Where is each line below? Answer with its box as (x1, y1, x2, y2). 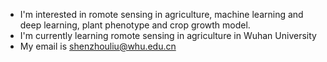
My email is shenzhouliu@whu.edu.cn (19, 40, 177, 52)
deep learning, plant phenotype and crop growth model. (19, 19, 251, 31)
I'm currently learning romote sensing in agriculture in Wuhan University (19, 30, 317, 41)
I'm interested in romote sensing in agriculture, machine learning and (19, 9, 304, 20)
